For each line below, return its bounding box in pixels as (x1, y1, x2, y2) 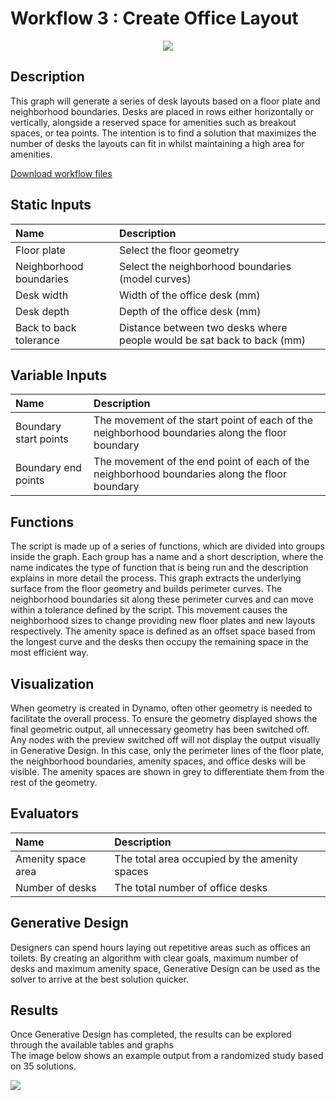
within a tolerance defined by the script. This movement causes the (10, 604, 288, 616)
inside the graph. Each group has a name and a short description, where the (10, 551, 324, 563)
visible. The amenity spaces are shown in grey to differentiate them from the (10, 766, 325, 777)
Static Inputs (10, 197, 92, 214)
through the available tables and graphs (10, 1039, 174, 1051)
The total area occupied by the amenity (114, 852, 299, 866)
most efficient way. (10, 647, 89, 659)
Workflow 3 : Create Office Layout (10, 7, 299, 30)
